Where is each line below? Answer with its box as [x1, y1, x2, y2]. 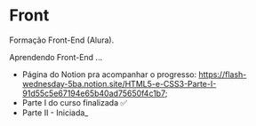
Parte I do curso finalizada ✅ [21, 97, 127, 107]
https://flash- [198, 68, 247, 80]
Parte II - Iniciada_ [21, 107, 89, 118]
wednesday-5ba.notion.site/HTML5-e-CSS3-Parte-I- [21, 78, 217, 89]
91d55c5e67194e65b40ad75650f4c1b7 [21, 88, 166, 98]
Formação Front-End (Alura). [9, 35, 115, 45]
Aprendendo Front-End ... [9, 51, 103, 62]
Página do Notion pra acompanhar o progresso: [21, 68, 197, 80]
